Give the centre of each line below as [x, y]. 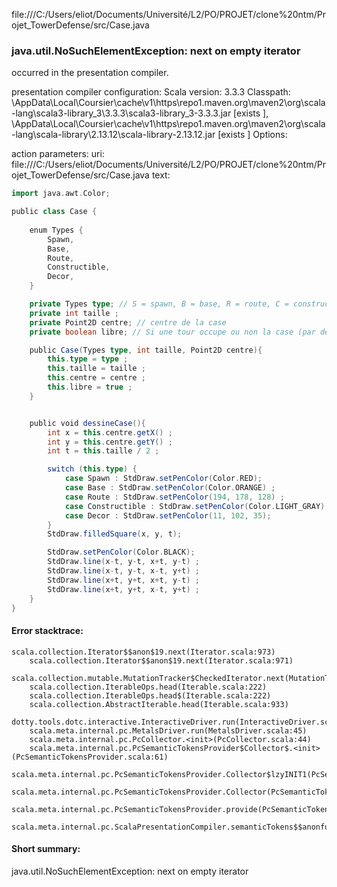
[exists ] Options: [252, 135]
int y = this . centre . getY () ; [110, 442]
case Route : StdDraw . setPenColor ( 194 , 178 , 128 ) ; [174, 497]
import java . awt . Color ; [61, 194]
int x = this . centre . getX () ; [110, 432]
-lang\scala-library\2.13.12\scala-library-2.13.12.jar [113, 135]
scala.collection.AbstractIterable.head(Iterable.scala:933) [159, 704]
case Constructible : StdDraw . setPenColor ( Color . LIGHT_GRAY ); [197, 506]
